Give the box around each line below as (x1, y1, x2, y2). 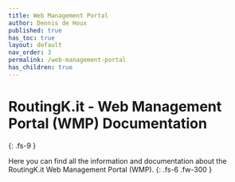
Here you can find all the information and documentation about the (8, 156, 227, 165)
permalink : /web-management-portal (8, 56, 127, 64)
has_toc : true (8, 33, 56, 42)
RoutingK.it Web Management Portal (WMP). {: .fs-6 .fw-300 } (8, 165, 213, 174)
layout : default (8, 41, 62, 49)
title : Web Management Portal (8, 11, 109, 20)
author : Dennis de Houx (8, 19, 88, 27)
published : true (8, 26, 62, 34)
